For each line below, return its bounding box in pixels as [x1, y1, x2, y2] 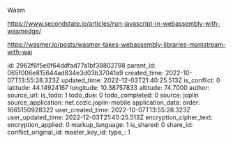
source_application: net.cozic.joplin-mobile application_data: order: [7, 98, 200, 107]
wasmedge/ [7, 27, 42, 35]
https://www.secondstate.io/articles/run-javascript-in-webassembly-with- [7, 20, 221, 27]
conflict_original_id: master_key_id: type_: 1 [7, 128, 130, 136]
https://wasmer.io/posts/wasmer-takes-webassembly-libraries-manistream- [7, 40, 227, 48]
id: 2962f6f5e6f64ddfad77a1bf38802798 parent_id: [7, 61, 156, 69]
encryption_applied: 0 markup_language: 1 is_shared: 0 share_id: [7, 121, 193, 128]
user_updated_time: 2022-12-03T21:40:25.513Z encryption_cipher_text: [7, 113, 213, 121]
